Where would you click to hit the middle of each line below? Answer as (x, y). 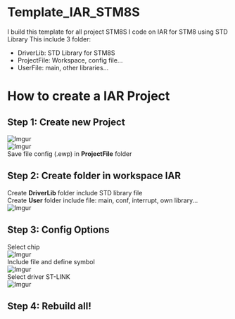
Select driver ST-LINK (39, 276)
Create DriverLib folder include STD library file (75, 193)
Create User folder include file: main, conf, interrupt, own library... (103, 200)
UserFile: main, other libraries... (63, 67)
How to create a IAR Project (89, 96)
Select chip (24, 247)
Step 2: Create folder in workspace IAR (94, 176)
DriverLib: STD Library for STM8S (66, 53)
